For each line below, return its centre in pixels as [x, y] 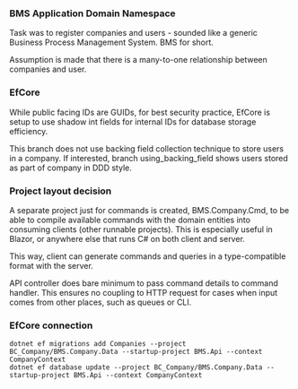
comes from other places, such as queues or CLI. [101, 302]
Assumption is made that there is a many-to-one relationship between [138, 60]
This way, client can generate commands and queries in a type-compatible [148, 256]
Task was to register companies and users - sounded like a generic [134, 33]
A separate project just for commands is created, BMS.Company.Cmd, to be [149, 210]
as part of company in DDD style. [70, 168]
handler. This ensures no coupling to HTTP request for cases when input [144, 292]
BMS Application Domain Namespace [93, 13]
